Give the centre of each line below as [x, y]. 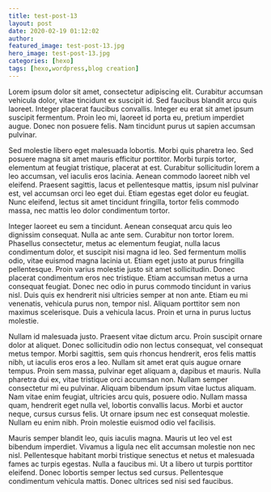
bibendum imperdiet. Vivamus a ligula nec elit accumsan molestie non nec [132, 447]
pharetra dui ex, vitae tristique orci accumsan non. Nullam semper [118, 379]
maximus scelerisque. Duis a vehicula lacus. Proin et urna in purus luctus [130, 312]
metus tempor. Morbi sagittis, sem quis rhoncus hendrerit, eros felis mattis [132, 354]
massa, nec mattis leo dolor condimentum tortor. [89, 210]
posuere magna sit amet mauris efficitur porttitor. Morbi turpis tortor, [123, 159]
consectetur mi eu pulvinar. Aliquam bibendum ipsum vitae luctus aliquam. [132, 388]
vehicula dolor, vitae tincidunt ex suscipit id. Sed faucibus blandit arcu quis [133, 100]
